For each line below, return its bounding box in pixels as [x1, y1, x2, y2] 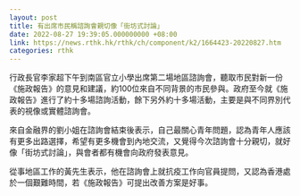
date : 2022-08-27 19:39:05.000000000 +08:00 [9, 30, 178, 38]
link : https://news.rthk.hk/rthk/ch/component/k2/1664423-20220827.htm [9, 38, 281, 47]
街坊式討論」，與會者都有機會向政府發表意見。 [24, 147, 194, 158]
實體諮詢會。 [47, 106, 96, 116]
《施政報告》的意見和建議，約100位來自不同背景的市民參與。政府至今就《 [9, 83, 281, 94]
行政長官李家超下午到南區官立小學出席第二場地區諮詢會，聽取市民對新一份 [9, 72, 283, 83]
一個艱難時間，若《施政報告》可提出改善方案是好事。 [16, 177, 212, 188]
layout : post [9, 13, 58, 22]
